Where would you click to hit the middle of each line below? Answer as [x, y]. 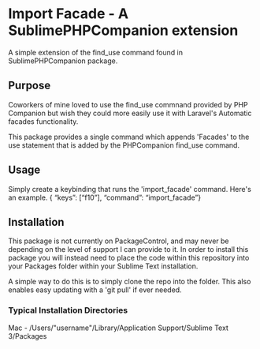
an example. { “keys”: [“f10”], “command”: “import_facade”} [105, 197]
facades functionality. [43, 121]
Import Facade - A [68, 14]
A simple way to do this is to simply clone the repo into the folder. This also [130, 282]
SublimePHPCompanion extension [123, 30]
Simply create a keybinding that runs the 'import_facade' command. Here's [130, 189]
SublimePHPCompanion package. [63, 61]
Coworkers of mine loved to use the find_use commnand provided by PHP [128, 104]
